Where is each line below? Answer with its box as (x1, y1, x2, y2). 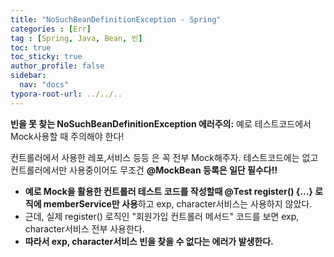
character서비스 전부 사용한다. (24, 222, 145, 235)
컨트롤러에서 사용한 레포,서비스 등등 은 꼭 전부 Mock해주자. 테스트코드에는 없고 (10, 151, 319, 163)
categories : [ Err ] (10, 24, 92, 34)
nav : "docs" (19, 80, 70, 90)
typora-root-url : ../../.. (10, 89, 123, 99)
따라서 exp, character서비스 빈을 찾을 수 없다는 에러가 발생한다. (24, 235, 274, 247)
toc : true (10, 42, 52, 53)
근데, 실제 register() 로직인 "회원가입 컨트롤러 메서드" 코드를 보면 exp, (24, 210, 300, 222)
